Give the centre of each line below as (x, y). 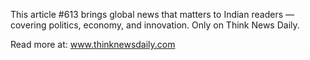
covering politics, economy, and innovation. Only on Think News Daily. (155, 25)
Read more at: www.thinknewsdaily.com (93, 44)
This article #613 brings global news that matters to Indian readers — (152, 14)
